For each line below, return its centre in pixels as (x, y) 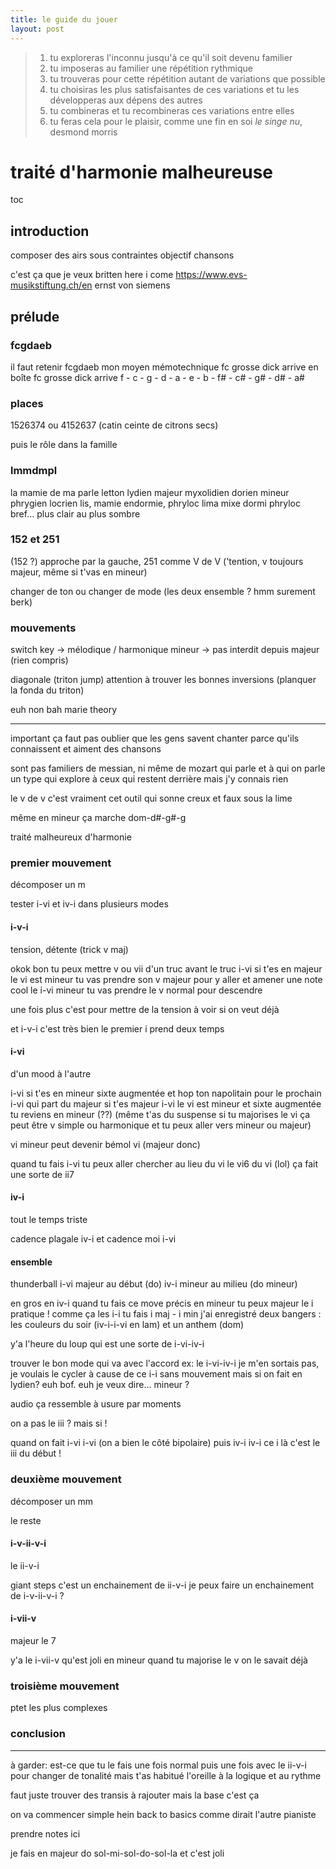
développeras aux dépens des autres (126, 100)
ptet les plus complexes (59, 1708)
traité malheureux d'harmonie (71, 837)
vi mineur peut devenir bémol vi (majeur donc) (105, 1144)
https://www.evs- (211, 275)
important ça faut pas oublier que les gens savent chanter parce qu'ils (155, 738)
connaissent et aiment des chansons (86, 749)
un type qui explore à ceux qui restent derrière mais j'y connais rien (149, 779)
